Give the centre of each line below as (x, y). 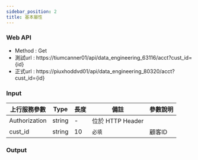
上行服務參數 (28, 110)
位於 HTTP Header (118, 121)
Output (17, 150)
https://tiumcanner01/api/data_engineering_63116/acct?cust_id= (114, 57)
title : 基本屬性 (24, 17)
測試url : (25, 57)
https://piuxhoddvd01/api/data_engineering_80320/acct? (105, 71)
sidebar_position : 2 (32, 12)
